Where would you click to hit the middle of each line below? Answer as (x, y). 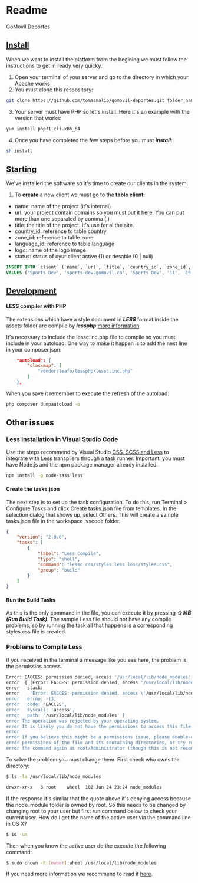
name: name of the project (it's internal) (63, 206)
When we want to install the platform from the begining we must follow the (96, 59)
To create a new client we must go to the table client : (80, 195)
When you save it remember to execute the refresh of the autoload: (88, 393)
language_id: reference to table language (65, 244)
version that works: (38, 118)
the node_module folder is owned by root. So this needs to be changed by (96, 805)
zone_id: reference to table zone (54, 238)
